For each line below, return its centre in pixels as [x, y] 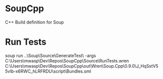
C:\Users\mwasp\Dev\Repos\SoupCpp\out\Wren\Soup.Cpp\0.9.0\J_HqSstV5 [82, 66]
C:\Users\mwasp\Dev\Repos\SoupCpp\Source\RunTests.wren [67, 61]
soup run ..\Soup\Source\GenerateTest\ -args [51, 55]
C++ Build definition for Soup [35, 22]
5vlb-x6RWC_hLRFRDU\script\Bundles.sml [48, 71]
